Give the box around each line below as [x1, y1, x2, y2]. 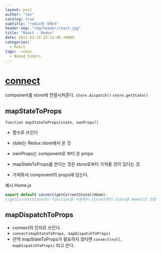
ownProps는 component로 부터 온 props [12, 150, 93, 157]
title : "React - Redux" [5, 30, 55, 35]
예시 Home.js [5, 182, 31, 188]
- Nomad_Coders [9, 53, 41, 59]
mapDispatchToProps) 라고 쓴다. [12, 242, 75, 248]
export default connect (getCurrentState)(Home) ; [5, 192, 108, 197]
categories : [5, 40, 30, 45]
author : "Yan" [5, 12, 35, 17]
